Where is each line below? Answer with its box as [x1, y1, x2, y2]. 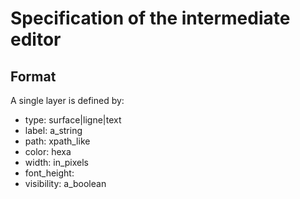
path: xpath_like [24, 135, 91, 147]
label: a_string [24, 125, 83, 136]
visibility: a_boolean [24, 178, 107, 189]
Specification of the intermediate [10, 7, 291, 30]
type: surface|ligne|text [24, 114, 122, 126]
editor [10, 28, 62, 51]
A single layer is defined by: [10, 95, 125, 106]
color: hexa [24, 146, 72, 157]
